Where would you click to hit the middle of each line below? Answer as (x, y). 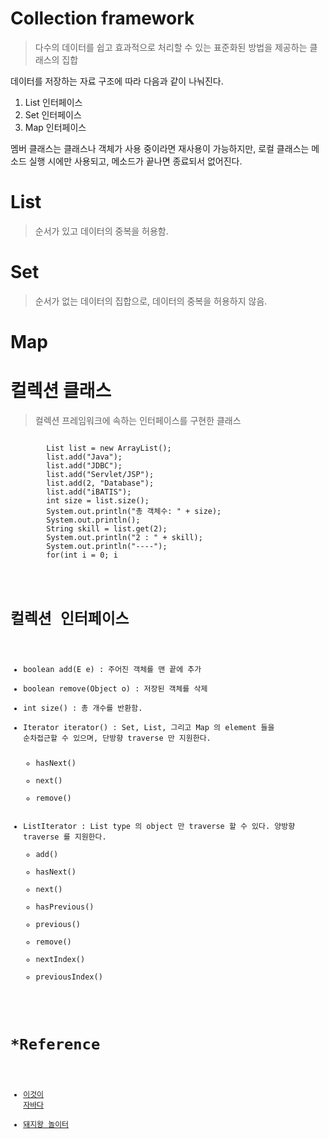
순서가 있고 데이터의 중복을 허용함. (101, 231)
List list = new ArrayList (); (109, 448)
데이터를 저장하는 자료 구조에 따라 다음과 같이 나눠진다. (117, 81)
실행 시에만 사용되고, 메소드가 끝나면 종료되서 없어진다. (135, 161)
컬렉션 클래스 (61, 391)
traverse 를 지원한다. (65, 837)
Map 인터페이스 (55, 127)
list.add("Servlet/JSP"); (100, 474)
